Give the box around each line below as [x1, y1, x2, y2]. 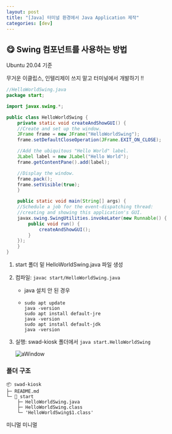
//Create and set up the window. [17, 125, 102, 131]
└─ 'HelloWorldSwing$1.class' [17, 410, 94, 416]
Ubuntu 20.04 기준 [6, 61, 53, 69]
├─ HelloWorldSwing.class [17, 404, 83, 411]
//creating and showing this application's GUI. [17, 209, 143, 216]
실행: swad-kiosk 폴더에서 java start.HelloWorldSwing [15, 338, 151, 346]
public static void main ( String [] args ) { [17, 198, 126, 205]
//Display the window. [17, 170, 75, 177]
